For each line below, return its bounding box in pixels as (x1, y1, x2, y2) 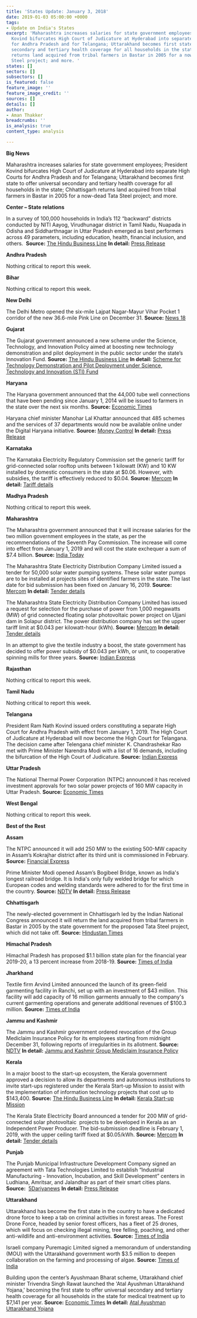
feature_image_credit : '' (6, 90, 69, 96)
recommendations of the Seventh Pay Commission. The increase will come (6, 539, 188, 546)
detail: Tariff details (6, 481, 54, 488)
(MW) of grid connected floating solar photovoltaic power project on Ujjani (6, 611, 186, 619)
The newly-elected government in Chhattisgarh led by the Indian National (6, 910, 184, 918)
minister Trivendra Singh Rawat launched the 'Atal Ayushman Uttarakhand (6, 1280, 185, 1287)
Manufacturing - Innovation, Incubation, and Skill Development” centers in (6, 1172, 185, 1179)
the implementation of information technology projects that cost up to (6, 1088, 174, 1095)
